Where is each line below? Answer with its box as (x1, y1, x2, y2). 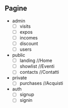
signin (19, 97, 32, 103)
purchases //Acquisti (19, 80, 63, 87)
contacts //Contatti (19, 69, 59, 75)
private (12, 75, 27, 81)
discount (19, 40, 39, 47)
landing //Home (19, 57, 53, 63)
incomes (19, 34, 38, 40)
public (12, 52, 25, 58)
